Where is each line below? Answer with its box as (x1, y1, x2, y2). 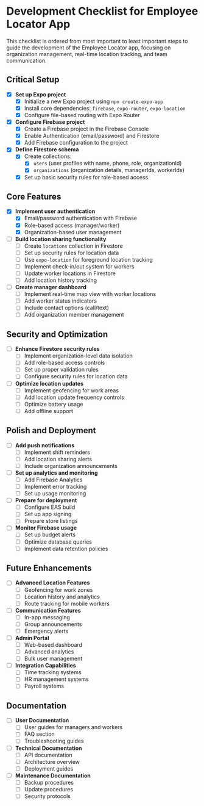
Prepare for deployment (15, 497, 77, 504)
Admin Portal (15, 634, 49, 641)
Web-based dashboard (24, 641, 83, 648)
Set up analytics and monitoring (15, 469, 99, 477)
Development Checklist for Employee (6, 4, 199, 18)
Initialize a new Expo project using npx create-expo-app (24, 98, 163, 105)
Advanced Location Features (15, 579, 90, 586)
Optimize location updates (15, 380, 84, 387)
